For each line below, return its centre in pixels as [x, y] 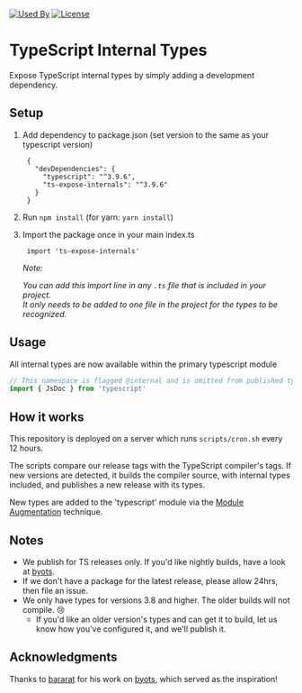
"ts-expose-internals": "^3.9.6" [105, 185]
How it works [47, 417]
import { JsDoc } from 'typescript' [78, 389]
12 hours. [26, 448]
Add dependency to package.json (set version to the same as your [146, 134]
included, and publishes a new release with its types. [107, 485]
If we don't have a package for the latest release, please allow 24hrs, [150, 580]
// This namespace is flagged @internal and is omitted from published [146, 380]
